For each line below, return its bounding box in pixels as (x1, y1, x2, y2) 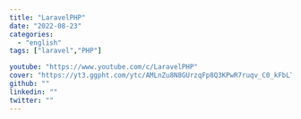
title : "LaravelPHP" (9, 13, 87, 22)
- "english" (17, 38, 63, 47)
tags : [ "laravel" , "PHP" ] (9, 47, 102, 55)
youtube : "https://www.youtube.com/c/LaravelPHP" (9, 63, 199, 72)
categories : (9, 30, 54, 38)
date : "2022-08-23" (9, 21, 82, 30)
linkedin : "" (9, 87, 58, 97)
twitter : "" (9, 96, 54, 105)
